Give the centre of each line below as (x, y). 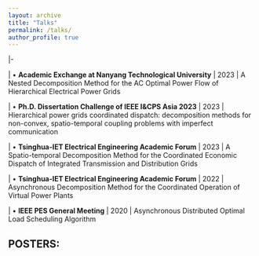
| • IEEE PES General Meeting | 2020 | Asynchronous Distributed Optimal (127, 211)
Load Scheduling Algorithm (52, 219)
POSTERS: (34, 244)
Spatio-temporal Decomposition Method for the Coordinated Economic (123, 155)
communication (33, 132)
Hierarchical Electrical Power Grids (64, 92)
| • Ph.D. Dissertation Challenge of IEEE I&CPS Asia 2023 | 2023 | (116, 107)
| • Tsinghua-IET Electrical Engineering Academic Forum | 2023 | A (119, 147)
